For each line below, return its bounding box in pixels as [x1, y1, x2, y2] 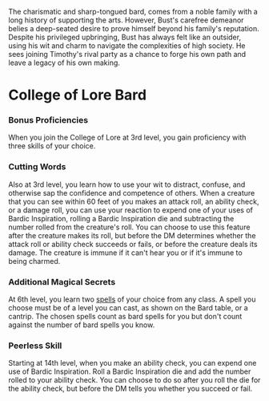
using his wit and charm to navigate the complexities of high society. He [8, 41, 246, 51]
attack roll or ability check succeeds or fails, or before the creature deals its [8, 239, 258, 249]
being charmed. [8, 256, 61, 265]
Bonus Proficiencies [8, 115, 89, 126]
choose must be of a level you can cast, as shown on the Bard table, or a [8, 303, 248, 313]
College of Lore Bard [8, 86, 147, 104]
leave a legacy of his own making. [8, 58, 120, 67]
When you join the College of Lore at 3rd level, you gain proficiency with [8, 132, 247, 143]
